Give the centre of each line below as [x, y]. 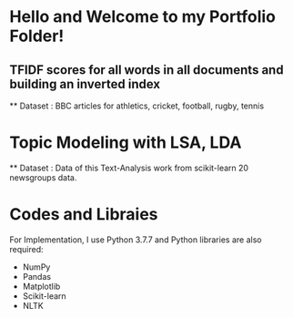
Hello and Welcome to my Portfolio [142, 17]
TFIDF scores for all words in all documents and [146, 70]
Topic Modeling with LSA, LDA [126, 143]
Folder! [37, 36]
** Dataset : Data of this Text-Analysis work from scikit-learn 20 [129, 168]
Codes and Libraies [84, 215]
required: [26, 249]
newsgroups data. [43, 177]
